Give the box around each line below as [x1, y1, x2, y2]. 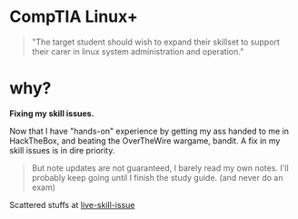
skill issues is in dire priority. [9, 144, 115, 155]
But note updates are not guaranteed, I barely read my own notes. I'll [31, 162, 289, 174]
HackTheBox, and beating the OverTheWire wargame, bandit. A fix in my [9, 134, 281, 146]
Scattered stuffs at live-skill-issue [9, 199, 135, 210]
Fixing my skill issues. [9, 107, 94, 119]
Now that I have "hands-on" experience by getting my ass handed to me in [9, 125, 289, 136]
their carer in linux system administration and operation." [31, 45, 244, 56]
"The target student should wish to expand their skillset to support [31, 36, 280, 47]
